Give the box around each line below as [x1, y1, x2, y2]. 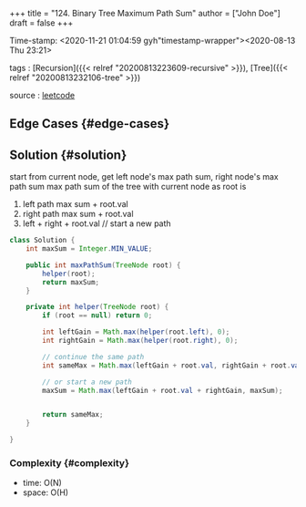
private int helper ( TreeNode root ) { [25, 303, 169, 312]
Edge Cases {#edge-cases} [9, 116, 170, 131]
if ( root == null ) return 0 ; [42, 311, 153, 320]
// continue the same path [42, 352, 145, 361]
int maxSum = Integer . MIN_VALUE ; [25, 244, 153, 253]
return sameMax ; [42, 410, 104, 419]
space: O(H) [22, 487, 69, 498]
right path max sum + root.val [22, 209, 134, 220]
